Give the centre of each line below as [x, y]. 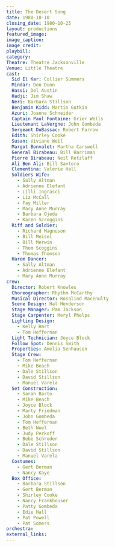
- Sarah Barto [35, 394]
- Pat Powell [33, 517]
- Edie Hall [32, 512]
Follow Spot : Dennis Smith [45, 343]
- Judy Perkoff [36, 433]
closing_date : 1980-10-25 [39, 23]
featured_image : [26, 34]
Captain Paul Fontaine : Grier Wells [57, 118]
